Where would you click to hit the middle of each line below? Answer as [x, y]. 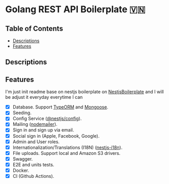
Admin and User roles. [36, 142]
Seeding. [22, 113]
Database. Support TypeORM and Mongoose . [60, 107]
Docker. [21, 170]
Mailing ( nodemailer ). [35, 124]
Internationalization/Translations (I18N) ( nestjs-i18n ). [67, 147]
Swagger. [23, 159]
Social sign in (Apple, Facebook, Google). [56, 136]
